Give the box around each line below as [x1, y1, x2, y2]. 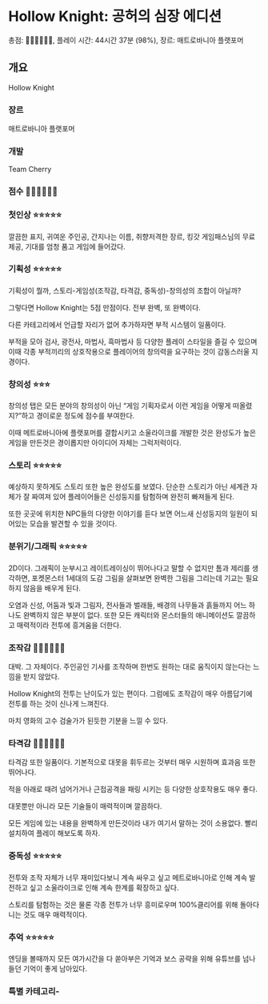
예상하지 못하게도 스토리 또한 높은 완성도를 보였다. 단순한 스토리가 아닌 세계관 [8, 482, 250, 492]
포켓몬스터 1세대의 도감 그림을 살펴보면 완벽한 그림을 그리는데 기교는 [31, 573, 244, 582]
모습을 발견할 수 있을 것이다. [29, 519, 118, 529]
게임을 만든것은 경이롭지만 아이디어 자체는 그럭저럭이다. [8, 438, 182, 448]
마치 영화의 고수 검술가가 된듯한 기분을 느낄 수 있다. [8, 716, 168, 726]
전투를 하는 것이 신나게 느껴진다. [8, 699, 110, 709]
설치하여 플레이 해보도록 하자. [8, 829, 101, 838]
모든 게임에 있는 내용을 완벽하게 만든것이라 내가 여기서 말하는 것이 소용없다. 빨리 [8, 818, 258, 828]
